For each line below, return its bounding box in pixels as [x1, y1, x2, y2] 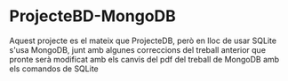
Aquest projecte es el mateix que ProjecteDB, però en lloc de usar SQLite [9, 35, 277, 46]
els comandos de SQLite [9, 63, 100, 74]
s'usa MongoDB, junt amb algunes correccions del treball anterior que [9, 44, 267, 55]
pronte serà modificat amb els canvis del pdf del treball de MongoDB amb [9, 54, 280, 64]
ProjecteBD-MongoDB [9, 6, 176, 26]
